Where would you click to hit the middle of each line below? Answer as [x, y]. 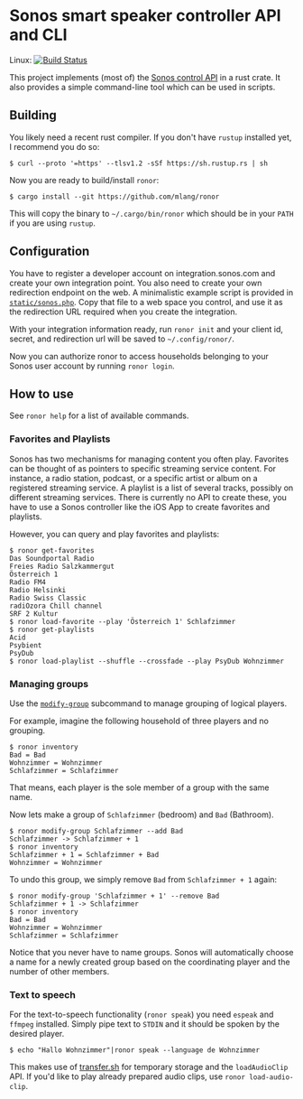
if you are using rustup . [53, 223]
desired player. [37, 1034]
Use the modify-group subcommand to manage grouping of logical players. [148, 703]
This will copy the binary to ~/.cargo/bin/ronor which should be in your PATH [151, 213]
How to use [41, 394]
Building [33, 115]
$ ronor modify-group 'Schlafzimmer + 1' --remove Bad [115, 896]
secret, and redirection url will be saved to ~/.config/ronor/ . [122, 339]
